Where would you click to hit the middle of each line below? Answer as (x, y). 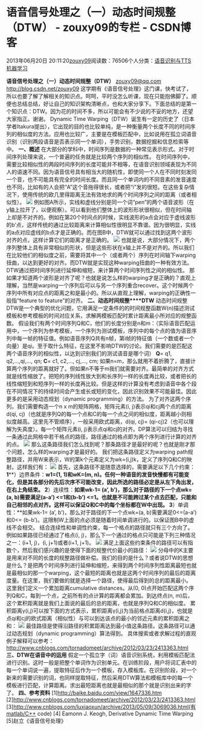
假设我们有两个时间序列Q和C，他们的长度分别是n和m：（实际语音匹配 (104, 323)
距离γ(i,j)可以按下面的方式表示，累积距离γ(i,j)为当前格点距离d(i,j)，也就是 (102, 610)
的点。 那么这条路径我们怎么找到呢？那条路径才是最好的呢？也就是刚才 (98, 444)
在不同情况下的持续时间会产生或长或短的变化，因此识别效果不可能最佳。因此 (101, 391)
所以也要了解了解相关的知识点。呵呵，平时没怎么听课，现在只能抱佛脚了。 (99, 96)
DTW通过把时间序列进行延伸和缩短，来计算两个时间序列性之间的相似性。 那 (101, 270)
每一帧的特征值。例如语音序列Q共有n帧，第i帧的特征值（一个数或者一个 (106, 338)
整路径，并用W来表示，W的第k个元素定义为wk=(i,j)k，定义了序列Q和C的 (97, 459)
